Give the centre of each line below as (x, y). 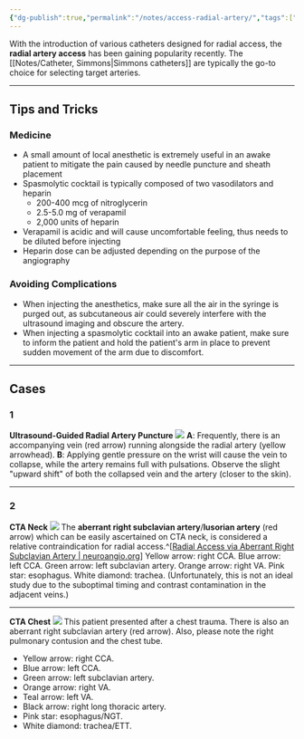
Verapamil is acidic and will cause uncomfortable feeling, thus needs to (155, 232)
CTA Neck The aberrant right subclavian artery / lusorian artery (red (144, 527)
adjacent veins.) (39, 594)
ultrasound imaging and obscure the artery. (103, 323)
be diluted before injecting (71, 242)
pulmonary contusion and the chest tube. (86, 640)
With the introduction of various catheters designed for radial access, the (146, 43)
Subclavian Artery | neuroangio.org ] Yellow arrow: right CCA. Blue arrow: (145, 556)
